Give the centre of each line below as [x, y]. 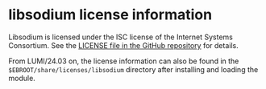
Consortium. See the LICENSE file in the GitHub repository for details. [124, 45]
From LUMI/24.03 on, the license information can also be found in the [124, 61]
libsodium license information [110, 15]
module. [22, 78]
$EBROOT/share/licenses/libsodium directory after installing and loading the [133, 69]
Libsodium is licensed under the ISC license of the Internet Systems [121, 37]
